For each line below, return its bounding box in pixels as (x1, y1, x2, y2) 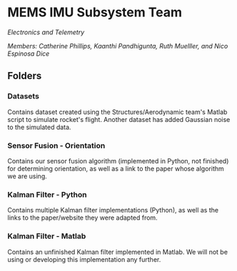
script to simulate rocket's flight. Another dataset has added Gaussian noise (7, 115, 231, 123)
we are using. (7, 172, 48, 180)
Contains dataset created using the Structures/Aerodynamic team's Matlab (7, 108, 228, 116)
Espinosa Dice (7, 49, 50, 58)
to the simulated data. (7, 123, 71, 131)
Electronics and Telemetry (7, 28, 85, 36)
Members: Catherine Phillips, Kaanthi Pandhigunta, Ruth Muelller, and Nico (7, 41, 228, 50)
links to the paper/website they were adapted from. (7, 213, 158, 222)
